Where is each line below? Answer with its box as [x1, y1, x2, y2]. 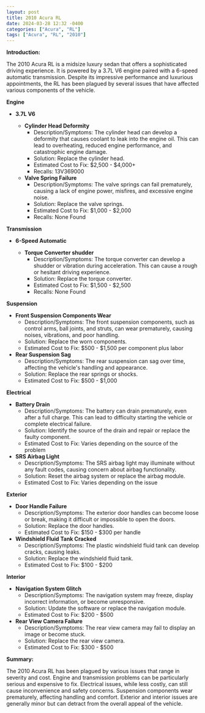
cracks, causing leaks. [24, 548, 81, 555]
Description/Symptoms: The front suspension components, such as [24, 318, 195, 326]
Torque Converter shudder [24, 249, 94, 256]
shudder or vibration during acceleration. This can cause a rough [33, 262, 198, 270]
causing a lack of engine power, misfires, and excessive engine [33, 188, 193, 195]
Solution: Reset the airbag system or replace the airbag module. [24, 473, 185, 480]
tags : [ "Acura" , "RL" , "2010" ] [6, 32, 86, 38]
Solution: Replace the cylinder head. [33, 154, 125, 162]
